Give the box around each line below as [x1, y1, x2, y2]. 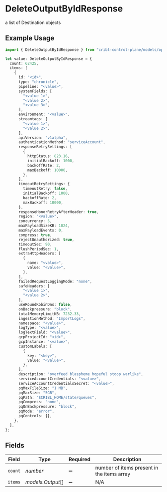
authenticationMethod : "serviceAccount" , [18, 140, 106, 145]
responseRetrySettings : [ [18, 144, 72, 150]
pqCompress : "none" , [18, 400, 61, 405]
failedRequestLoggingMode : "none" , [18, 279, 92, 284]
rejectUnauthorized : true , [18, 237, 75, 242]
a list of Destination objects [5, 19, 61, 25]
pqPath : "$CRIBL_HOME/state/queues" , [18, 395, 97, 400]
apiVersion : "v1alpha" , [18, 135, 68, 140]
